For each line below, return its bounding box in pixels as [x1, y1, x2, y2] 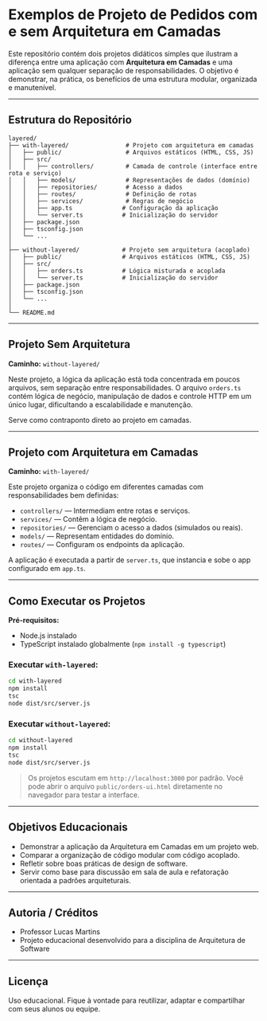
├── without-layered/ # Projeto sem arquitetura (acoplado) [8, 245, 250, 254]
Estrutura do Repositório [8, 113, 133, 127]
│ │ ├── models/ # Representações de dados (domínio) [8, 176, 250, 184]
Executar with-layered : [8, 659, 99, 671]
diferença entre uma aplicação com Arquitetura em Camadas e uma [8, 57, 233, 67]
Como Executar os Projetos [8, 594, 145, 608]
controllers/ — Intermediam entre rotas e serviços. [19, 506, 191, 515]
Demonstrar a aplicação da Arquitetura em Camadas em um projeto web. [19, 842, 259, 851]
